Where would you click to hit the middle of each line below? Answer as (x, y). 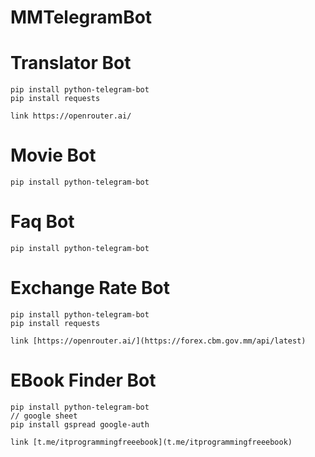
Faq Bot (42, 222)
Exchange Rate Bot (90, 288)
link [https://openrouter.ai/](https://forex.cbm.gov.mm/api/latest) (158, 341)
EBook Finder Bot (83, 380)
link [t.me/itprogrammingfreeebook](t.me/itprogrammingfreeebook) (151, 442)
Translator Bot (71, 63)
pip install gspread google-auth (80, 424)
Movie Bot (53, 155)
